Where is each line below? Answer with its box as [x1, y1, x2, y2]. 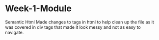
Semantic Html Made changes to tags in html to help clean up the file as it [5, 19, 154, 25]
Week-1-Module [5, 3, 72, 14]
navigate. [5, 29, 24, 35]
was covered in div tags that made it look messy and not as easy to [5, 24, 141, 30]
